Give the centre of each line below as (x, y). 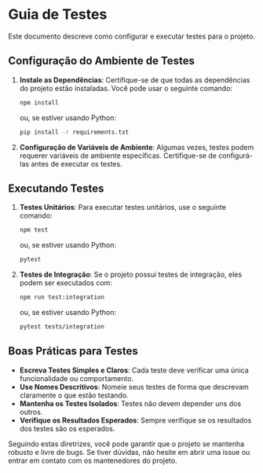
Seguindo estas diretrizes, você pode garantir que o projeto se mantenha (126, 444)
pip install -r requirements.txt (74, 132)
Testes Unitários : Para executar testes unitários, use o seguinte (122, 207)
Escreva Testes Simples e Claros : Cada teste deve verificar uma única (134, 370)
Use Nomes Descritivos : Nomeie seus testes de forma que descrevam (134, 387)
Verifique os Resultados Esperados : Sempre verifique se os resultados (135, 420)
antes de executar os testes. (77, 163)
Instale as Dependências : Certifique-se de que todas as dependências (135, 79)
